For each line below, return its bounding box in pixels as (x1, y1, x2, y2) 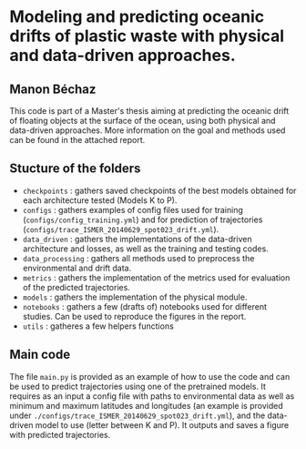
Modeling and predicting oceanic (9, 6, 265, 27)
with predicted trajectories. (9, 429, 111, 440)
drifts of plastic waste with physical (9, 26, 285, 46)
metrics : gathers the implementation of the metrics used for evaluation (22, 271, 291, 283)
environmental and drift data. (22, 262, 132, 273)
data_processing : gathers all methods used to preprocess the (22, 252, 255, 263)
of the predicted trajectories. (22, 281, 130, 292)
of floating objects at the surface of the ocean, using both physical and (9, 116, 276, 126)
